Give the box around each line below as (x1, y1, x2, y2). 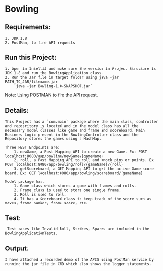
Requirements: (5, 23, 51, 31)
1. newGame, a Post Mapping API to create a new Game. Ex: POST (14, 149, 147, 154)
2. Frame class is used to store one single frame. (14, 187, 121, 193)
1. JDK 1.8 (5, 36, 27, 41)
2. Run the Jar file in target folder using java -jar (5, 75, 119, 80)
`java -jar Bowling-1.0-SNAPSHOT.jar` (14, 83, 93, 89)
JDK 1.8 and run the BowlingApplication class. (5, 70, 104, 75)
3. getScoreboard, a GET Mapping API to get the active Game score (14, 166, 154, 171)
